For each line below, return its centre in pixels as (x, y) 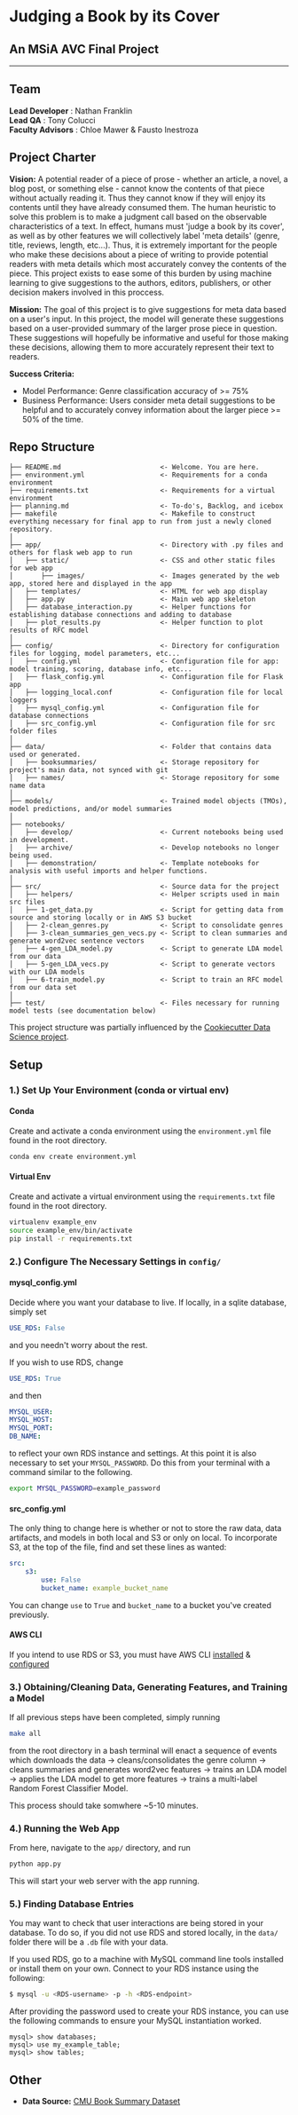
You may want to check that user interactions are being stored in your (137, 1923)
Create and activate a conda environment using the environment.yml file (141, 1131)
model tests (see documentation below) (83, 1011)
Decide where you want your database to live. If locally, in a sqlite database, (148, 1302)
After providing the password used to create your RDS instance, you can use (149, 2011)
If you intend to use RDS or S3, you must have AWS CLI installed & (130, 1654)
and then (25, 1395)
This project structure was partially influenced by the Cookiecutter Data (140, 1028)
